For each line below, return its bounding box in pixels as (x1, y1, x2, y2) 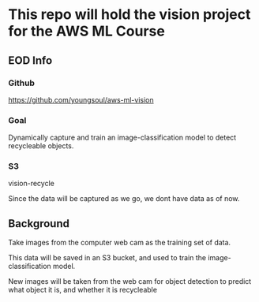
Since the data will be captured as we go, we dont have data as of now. (8, 194, 240, 203)
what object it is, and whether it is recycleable (8, 285, 158, 295)
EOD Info (8, 54, 53, 67)
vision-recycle (8, 179, 55, 188)
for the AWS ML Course (8, 22, 166, 40)
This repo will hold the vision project (8, 6, 251, 24)
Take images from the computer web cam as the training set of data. (8, 238, 231, 248)
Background (8, 217, 69, 230)
